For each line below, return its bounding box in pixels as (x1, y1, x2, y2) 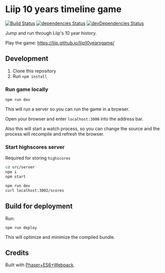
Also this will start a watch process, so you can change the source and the (5, 126, 160, 132)
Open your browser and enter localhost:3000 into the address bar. (5, 116, 144, 122)
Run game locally (5, 86, 49, 93)
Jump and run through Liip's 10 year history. (5, 30, 97, 36)
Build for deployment (5, 202, 73, 210)
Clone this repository (12, 68, 57, 74)
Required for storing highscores (5, 155, 71, 161)
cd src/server (5, 165, 35, 170)
